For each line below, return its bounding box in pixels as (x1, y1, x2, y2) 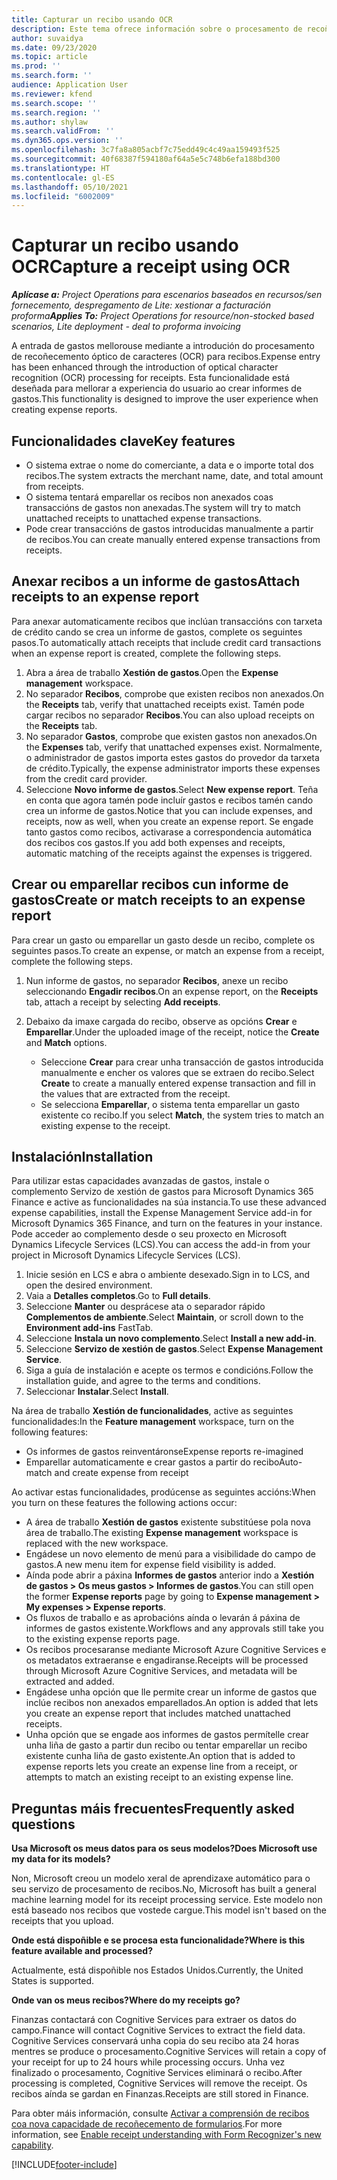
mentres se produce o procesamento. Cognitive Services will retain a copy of (11, 2046, 327, 2058)
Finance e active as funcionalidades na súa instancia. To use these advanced (11, 1196, 327, 1208)
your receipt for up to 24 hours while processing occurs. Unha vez (11, 2056, 286, 2068)
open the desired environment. (25, 1279, 153, 1291)
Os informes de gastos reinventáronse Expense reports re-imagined (25, 1446, 304, 1458)
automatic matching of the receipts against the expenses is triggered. (25, 847, 313, 859)
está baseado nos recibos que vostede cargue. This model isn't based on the (11, 1904, 327, 1916)
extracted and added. (25, 1676, 115, 1688)
